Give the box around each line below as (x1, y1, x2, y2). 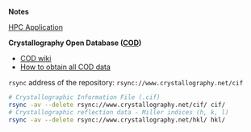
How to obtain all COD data (19, 62, 111, 72)
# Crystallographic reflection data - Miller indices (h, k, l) (8, 108, 229, 116)
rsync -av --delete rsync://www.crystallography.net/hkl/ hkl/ (8, 116, 226, 124)
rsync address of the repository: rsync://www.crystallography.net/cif (8, 78, 244, 87)
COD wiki (19, 54, 52, 63)
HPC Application (8, 23, 63, 31)
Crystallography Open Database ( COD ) (8, 38, 142, 47)
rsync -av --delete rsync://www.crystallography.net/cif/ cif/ (8, 101, 226, 109)
